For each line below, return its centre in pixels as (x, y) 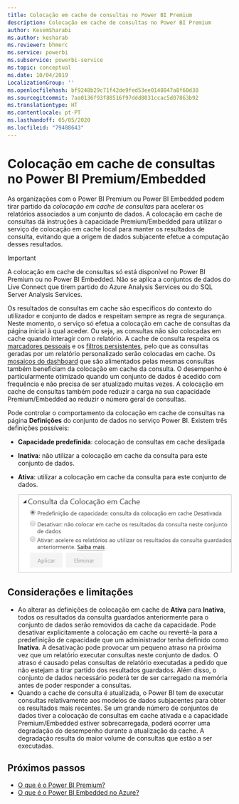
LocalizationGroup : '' (41, 83)
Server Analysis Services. (45, 294)
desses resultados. (35, 244)
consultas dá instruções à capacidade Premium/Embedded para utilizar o (115, 221)
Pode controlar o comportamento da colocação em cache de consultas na (116, 412)
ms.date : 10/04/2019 (38, 75)
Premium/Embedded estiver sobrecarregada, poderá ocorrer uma (114, 723)
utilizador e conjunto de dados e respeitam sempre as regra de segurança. (117, 315)
